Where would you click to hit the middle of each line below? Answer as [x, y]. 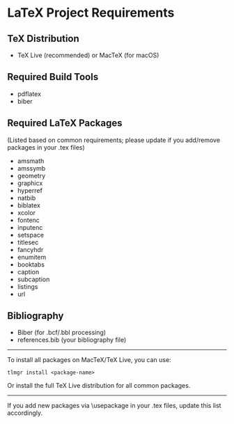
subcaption [33, 279]
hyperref [30, 190]
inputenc [30, 227]
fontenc [29, 220]
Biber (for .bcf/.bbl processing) [62, 333]
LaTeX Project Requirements [91, 13]
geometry [31, 175]
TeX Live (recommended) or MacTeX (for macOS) [88, 55]
